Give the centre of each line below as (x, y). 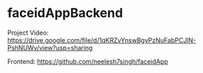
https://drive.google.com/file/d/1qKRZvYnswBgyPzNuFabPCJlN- (102, 40)
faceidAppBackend (65, 13)
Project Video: (28, 33)
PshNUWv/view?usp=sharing (50, 47)
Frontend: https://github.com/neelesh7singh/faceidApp (88, 61)
